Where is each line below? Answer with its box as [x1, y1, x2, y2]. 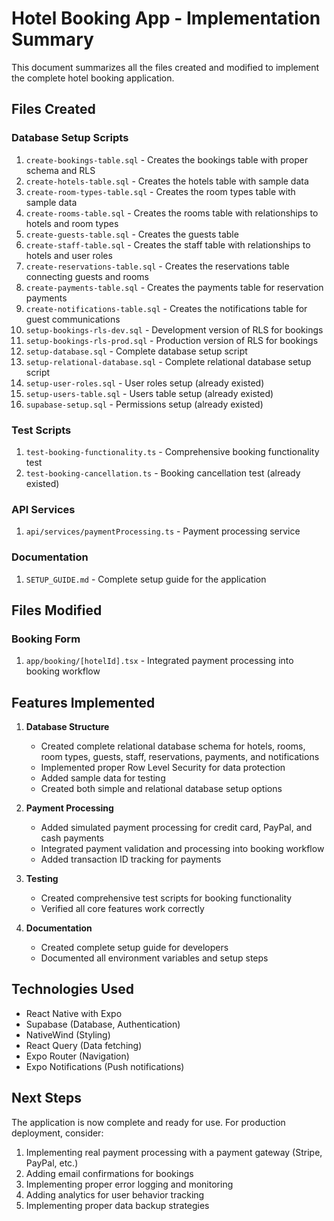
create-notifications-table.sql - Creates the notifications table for [25, 302, 308, 314]
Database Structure [25, 721, 110, 733]
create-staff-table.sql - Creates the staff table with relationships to [25, 238, 311, 251]
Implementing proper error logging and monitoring [25, 1178, 234, 1190]
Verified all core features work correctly [40, 903, 205, 915]
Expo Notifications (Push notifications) [25, 1060, 185, 1072]
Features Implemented [11, 694, 156, 711]
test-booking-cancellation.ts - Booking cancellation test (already [25, 467, 301, 479]
